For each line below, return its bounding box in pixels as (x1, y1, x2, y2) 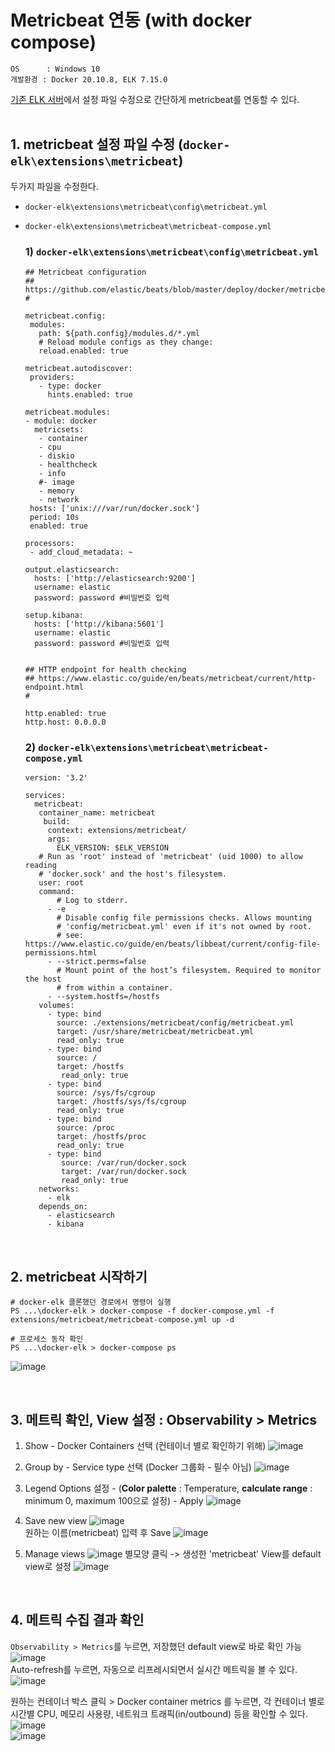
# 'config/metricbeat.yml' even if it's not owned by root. (56, 922, 312, 932)
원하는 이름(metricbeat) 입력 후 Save (24, 1526, 172, 1538)
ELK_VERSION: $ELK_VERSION (56, 843, 169, 853)
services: (24, 791, 67, 801)
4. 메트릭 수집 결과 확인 (10, 1612, 145, 1629)
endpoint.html (24, 682, 84, 693)
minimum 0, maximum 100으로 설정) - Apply (24, 1494, 204, 1506)
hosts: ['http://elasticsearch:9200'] (34, 574, 196, 584)
